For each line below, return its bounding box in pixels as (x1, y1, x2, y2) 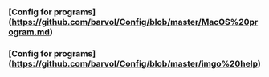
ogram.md (8, 26, 51, 38)
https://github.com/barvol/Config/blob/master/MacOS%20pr (11, 16, 259, 27)
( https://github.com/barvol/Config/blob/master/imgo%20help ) (8, 58, 261, 69)
